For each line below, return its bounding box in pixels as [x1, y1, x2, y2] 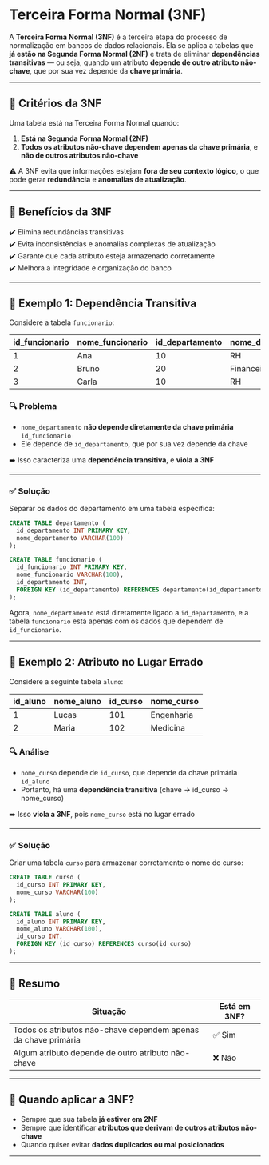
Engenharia [150, 709, 194, 720]
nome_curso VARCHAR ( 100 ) [16, 888, 99, 896]
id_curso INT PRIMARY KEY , [16, 881, 106, 889]
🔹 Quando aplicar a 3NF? [9, 1093, 135, 1107]
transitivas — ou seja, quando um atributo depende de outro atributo [9, 58, 239, 67]
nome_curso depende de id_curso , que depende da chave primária [20, 767, 238, 777]
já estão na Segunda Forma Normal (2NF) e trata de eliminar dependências [9, 49, 260, 58]
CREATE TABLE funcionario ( [9, 556, 103, 564]
